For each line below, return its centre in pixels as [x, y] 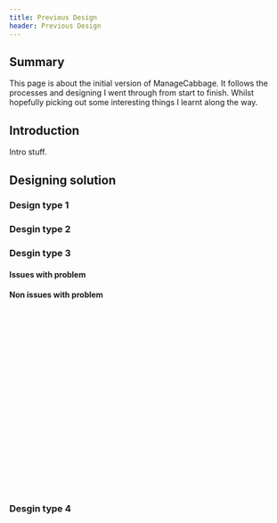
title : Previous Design [53, 17]
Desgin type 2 [40, 229]
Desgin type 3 [40, 253]
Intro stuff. [28, 152]
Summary [37, 62]
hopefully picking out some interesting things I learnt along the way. [134, 103]
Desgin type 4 [40, 508]
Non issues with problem [57, 295]
